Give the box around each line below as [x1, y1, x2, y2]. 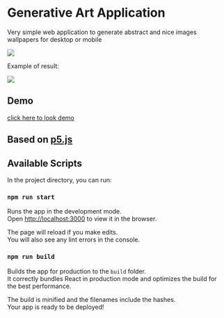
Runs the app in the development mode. [7, 207, 122, 216]
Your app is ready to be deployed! [7, 303, 104, 311]
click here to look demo [7, 113, 74, 122]
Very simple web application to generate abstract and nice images [7, 28, 197, 36]
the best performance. [7, 282, 72, 290]
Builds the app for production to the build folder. [7, 267, 147, 276]
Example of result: [7, 61, 59, 70]
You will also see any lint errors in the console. [7, 235, 141, 244]
